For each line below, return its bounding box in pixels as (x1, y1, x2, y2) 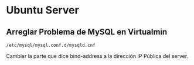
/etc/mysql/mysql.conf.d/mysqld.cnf (6, 42, 96, 48)
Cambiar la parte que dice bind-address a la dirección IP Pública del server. (6, 53, 189, 59)
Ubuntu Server (6, 4, 79, 17)
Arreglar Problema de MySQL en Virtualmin (6, 27, 168, 37)
